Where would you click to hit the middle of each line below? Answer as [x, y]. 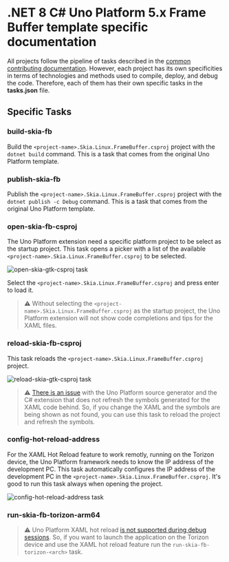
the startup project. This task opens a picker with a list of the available [107, 249]
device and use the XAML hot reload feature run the [98, 545]
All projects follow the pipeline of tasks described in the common [99, 61]
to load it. [21, 290]
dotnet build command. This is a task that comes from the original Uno [108, 154]
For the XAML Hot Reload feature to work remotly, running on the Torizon [111, 454]
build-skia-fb [30, 132]
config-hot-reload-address [54, 439]
